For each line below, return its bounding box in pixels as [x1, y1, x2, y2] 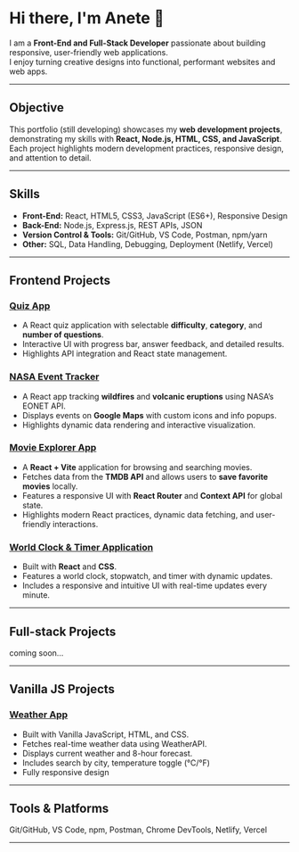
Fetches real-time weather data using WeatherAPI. [21, 738, 207, 749]
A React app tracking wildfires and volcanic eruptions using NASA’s [21, 391, 274, 401]
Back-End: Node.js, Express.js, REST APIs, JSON [21, 219, 203, 230]
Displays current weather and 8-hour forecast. [21, 748, 193, 758]
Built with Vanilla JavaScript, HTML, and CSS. [21, 729, 190, 740]
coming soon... [9, 647, 64, 658]
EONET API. [21, 401, 67, 411]
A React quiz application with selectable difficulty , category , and [21, 320, 263, 331]
